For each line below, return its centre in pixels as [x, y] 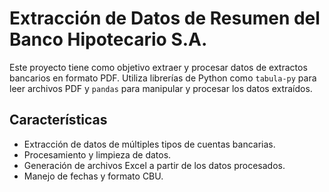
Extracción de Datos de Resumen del [165, 18]
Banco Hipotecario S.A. [108, 39]
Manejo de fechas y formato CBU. [93, 176]
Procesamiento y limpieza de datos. [97, 154]
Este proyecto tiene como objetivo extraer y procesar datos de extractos [158, 67]
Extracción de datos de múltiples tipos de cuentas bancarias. [149, 144]
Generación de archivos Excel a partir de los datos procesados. [154, 165]
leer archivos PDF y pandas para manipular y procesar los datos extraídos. [161, 88]
